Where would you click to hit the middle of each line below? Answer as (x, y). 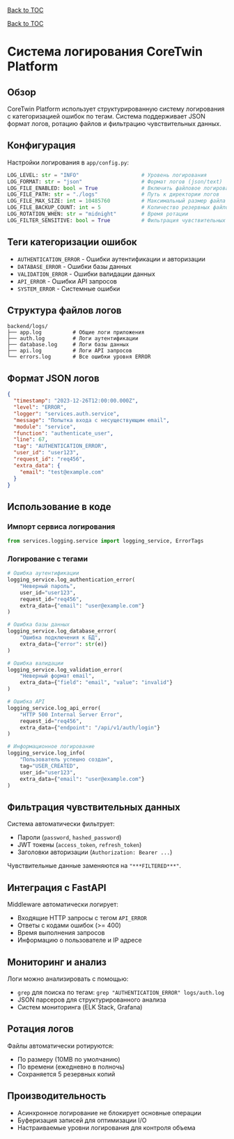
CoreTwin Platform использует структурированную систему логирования (116, 109)
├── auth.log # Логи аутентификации (73, 339)
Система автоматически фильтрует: (61, 824)
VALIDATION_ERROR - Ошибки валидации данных (86, 274)
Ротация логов (41, 1029)
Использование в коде (59, 507)
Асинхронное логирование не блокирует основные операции (109, 1113)
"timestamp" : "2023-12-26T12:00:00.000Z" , (76, 401)
